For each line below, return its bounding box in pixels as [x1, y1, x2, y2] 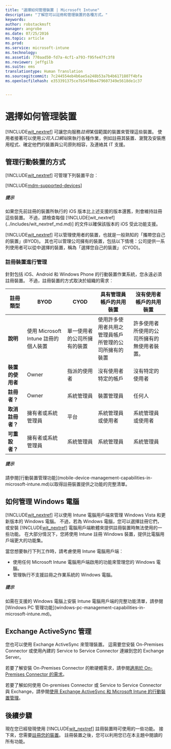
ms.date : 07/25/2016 [5, 31, 49, 36]
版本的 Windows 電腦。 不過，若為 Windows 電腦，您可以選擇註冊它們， [9, 518, 162, 524]
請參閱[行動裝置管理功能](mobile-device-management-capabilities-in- [5, 474, 153, 481]
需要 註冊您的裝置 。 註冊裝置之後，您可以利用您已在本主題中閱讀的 [22, 732, 163, 738]
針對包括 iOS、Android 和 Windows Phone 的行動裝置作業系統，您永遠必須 [5, 271, 162, 277]
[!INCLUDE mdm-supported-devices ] [5, 182, 82, 188]
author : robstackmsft [5, 21, 51, 27]
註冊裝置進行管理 [5, 258, 47, 266]
